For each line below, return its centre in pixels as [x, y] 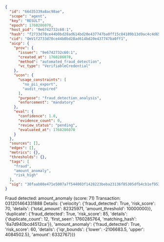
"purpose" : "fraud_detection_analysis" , [60, 98]
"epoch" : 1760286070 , [31, 25]
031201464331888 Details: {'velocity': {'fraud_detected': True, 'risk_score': [80, 203]
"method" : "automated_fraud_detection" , [60, 62]
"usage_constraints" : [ [42, 80]
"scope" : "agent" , [28, 16]
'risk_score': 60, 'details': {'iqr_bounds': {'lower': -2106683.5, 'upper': [75, 229]
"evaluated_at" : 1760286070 [47, 130]
